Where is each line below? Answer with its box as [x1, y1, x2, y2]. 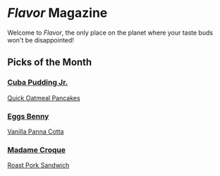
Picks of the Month [7, 57, 92, 69]
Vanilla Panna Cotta [7, 127, 64, 136]
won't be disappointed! [7, 35, 74, 44]
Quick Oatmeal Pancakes [7, 93, 80, 102]
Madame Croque [7, 145, 66, 155]
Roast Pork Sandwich [7, 161, 70, 170]
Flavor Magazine [7, 5, 108, 21]
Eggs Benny [7, 111, 49, 121]
